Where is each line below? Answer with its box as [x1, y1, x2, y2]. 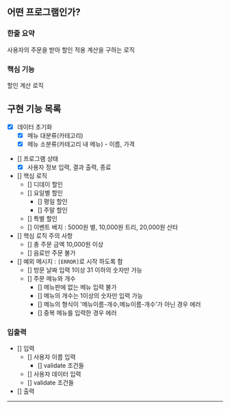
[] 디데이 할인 [27, 180, 64, 188]
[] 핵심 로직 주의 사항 [16, 232, 73, 240]
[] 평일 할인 [37, 197, 68, 206]
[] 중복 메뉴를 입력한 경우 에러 [37, 309, 117, 317]
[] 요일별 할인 [27, 189, 64, 197]
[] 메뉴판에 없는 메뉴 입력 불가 [37, 283, 117, 291]
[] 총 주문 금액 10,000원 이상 [27, 240, 104, 249]
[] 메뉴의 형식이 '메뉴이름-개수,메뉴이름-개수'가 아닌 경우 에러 [37, 300, 201, 308]
